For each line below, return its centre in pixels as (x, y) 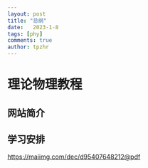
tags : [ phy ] (25, 34)
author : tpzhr (28, 47)
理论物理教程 (45, 84)
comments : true (30, 41)
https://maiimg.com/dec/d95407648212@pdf (74, 157)
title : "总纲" (27, 21)
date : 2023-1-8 (33, 27)
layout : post (27, 14)
